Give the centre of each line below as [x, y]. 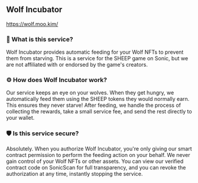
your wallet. [20, 118]
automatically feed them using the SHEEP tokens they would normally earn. [98, 99]
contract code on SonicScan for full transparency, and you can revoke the [96, 167]
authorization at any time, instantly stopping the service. [74, 174]
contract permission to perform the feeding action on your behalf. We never [98, 155]
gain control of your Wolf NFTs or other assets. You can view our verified [95, 161]
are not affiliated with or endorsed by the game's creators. [77, 65]
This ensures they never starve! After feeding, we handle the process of [94, 105]
